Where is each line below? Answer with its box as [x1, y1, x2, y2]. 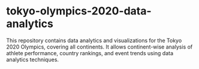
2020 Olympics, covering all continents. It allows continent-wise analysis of [6, 43, 193, 50]
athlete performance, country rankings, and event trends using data [6, 49, 174, 56]
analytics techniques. [6, 56, 59, 63]
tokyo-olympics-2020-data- [6, 4, 152, 18]
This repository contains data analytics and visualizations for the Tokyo [6, 37, 182, 44]
